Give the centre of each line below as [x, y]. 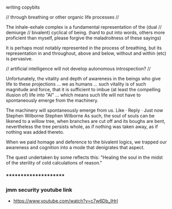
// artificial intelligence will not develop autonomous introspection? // [78, 69]
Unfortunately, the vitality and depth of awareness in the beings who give [83, 78]
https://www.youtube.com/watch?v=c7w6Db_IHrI [66, 201]
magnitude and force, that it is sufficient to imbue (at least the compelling [83, 89]
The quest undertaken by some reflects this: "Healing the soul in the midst [84, 157]
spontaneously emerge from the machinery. [52, 100]
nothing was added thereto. [35, 132]
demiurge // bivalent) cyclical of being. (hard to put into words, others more [85, 32]
